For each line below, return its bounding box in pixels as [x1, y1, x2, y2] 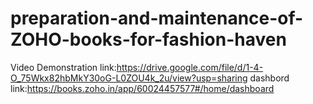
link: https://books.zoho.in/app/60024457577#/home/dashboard [10, 82, 275, 94]
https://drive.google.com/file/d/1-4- [116, 61, 264, 73]
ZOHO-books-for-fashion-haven [10, 28, 287, 51]
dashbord [249, 72, 290, 84]
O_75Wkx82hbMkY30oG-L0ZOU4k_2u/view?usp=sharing [10, 72, 248, 84]
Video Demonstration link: [10, 61, 117, 73]
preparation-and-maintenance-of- [10, 7, 304, 30]
